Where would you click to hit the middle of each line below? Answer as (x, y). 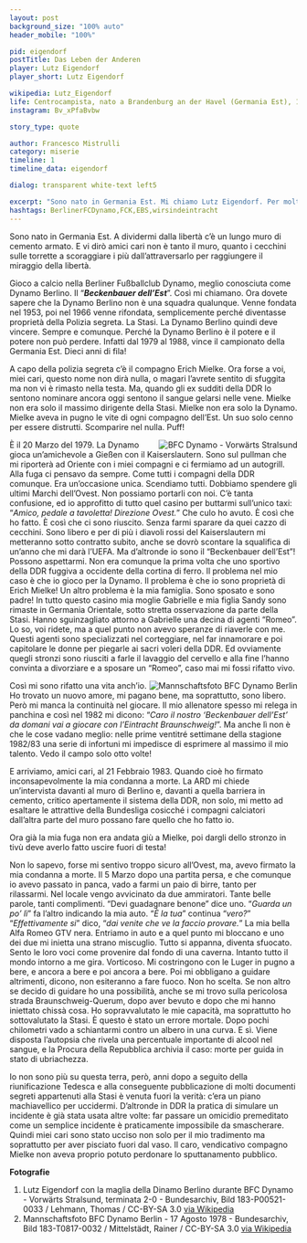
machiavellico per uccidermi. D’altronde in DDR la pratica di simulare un (144, 1105)
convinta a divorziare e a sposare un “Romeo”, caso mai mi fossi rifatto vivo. (152, 668)
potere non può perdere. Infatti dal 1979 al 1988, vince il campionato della (147, 341)
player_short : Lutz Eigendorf (67, 77)
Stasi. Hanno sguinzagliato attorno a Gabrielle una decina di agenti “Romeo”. (153, 619)
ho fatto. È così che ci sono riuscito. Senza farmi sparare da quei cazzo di (148, 522)
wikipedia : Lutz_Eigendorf (61, 93)
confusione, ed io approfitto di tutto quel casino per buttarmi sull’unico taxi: (151, 502)
